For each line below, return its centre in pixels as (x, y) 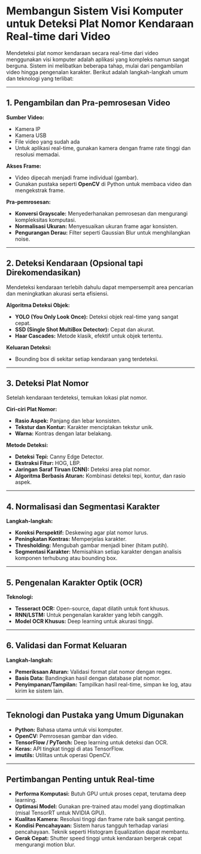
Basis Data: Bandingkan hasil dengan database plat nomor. (88, 678)
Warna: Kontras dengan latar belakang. (63, 434)
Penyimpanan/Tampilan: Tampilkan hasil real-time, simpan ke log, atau (103, 684)
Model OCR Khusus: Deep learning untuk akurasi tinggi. (84, 621)
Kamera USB (31, 135)
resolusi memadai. (37, 154)
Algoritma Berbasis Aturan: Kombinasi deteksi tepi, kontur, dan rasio (100, 476)
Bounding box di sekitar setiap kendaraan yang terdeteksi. (86, 359)
